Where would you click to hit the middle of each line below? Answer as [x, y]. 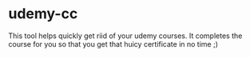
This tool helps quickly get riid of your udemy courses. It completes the [125, 36]
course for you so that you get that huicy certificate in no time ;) [113, 44]
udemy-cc [43, 14]
